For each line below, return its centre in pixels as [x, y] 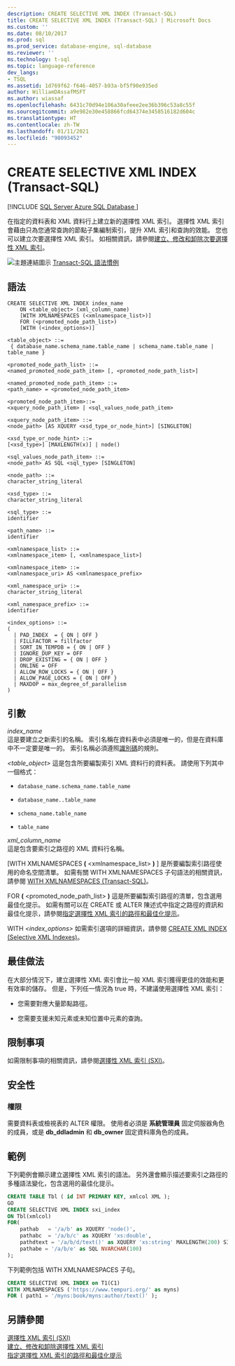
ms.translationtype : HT [42, 118]
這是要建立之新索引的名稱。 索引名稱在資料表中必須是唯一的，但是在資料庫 [115, 739]
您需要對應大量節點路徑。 [54, 1003]
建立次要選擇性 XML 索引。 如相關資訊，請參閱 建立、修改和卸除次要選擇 [123, 239]
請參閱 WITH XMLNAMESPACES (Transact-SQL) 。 [80, 881]
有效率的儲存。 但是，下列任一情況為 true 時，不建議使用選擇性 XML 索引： [116, 988]
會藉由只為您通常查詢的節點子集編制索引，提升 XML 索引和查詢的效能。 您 [114, 230]
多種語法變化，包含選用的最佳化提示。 [62, 1183]
